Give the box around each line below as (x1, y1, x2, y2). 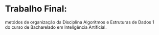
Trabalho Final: (5, 3, 68, 14)
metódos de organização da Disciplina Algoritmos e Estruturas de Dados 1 (5, 19, 155, 25)
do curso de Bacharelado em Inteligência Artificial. (5, 24, 107, 30)
